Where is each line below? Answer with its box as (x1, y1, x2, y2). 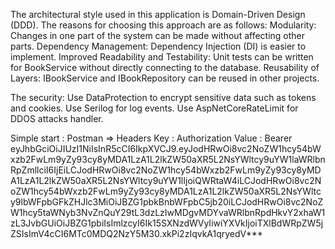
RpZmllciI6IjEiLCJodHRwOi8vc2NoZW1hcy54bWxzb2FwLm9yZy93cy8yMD (10, 164, 322, 176)
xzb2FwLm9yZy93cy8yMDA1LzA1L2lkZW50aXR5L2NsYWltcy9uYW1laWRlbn (10, 154, 326, 165)
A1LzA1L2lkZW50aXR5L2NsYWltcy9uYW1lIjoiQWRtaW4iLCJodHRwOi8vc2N (10, 175, 322, 186)
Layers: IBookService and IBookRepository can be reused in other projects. (10, 72, 320, 84)
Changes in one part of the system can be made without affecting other (10, 30, 306, 41)
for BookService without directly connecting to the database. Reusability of (10, 62, 320, 73)
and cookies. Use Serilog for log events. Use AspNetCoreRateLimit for (10, 102, 299, 114)
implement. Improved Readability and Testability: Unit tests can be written (10, 51, 314, 63)
